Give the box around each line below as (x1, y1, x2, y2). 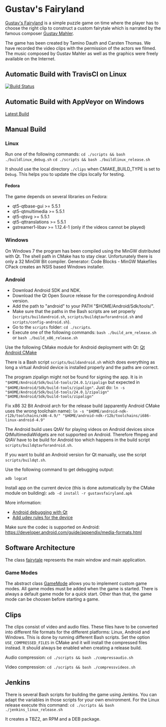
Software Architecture (5, 544, 76, 552)
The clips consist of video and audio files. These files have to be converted (5, 623, 158, 629)
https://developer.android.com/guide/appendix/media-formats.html (5, 529, 142, 535)
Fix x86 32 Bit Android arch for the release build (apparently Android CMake (5, 403, 160, 409)
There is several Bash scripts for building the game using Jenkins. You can (5, 691, 157, 697)
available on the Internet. (5, 55, 56, 61)
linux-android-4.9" (5, 417, 45, 423)
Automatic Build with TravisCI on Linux (5, 70, 127, 79)
